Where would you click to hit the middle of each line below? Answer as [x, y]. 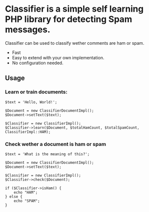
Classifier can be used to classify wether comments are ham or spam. [74, 43]
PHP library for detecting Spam [69, 19]
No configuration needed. [38, 63]
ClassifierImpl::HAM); [28, 132]
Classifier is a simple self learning [74, 9]
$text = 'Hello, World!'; [31, 102]
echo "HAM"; [26, 192]
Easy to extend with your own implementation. [58, 57]
